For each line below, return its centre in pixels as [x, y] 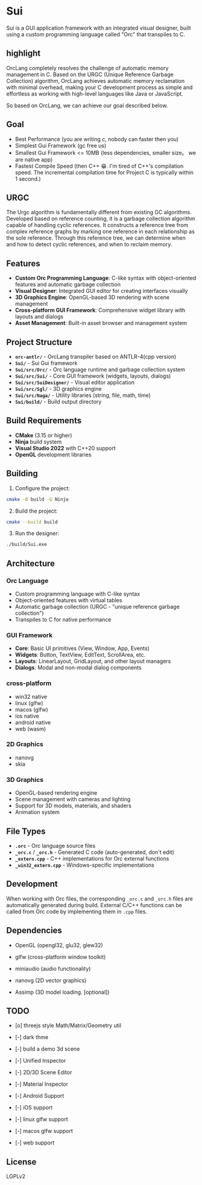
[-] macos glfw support [44, 1131]
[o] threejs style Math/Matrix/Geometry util [68, 1026]
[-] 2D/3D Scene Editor [43, 1072]
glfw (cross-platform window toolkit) [60, 957]
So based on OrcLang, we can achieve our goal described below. [87, 105]
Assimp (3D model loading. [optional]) [62, 992]
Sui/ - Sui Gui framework [46, 363]
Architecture [31, 563]
